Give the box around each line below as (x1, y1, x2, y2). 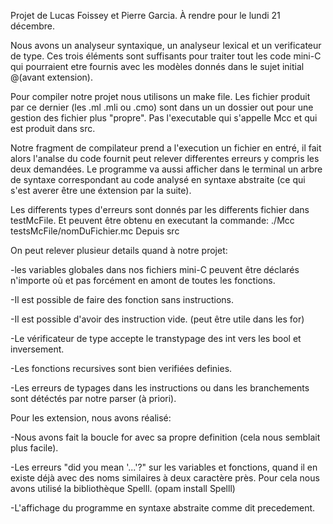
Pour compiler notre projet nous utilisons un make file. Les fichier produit (10, 91, 311, 102)
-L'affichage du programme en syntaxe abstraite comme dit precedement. (10, 502, 316, 514)
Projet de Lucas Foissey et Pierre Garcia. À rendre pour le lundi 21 (10, 10, 281, 21)
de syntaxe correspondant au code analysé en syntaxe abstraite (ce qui (10, 174, 306, 185)
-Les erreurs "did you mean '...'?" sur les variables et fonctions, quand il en (10, 461, 318, 473)
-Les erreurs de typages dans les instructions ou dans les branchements (10, 382, 310, 394)
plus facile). (10, 442, 59, 454)
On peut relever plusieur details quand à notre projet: (10, 245, 228, 256)
